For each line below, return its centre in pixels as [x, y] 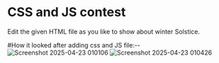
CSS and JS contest [67, 12]
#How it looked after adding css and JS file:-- [74, 45]
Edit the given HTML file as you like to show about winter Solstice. [104, 31]
